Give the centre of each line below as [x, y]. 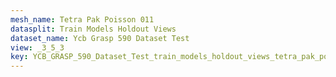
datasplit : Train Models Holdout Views [93, 29]
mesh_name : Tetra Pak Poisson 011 [82, 19]
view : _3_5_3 [37, 47]
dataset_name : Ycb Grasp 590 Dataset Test [100, 38]
